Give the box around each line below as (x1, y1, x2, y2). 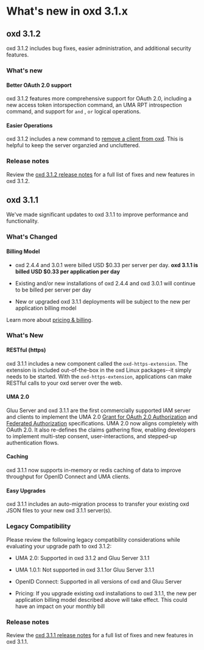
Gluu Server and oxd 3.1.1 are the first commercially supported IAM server (6, 407, 191, 414)
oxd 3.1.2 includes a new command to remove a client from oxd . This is (6, 135, 184, 142)
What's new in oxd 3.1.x (6, 4, 128, 18)
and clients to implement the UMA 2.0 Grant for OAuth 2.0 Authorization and (6, 413, 198, 421)
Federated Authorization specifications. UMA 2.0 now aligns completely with (6, 419, 199, 427)
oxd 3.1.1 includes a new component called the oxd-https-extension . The (6, 360, 188, 367)
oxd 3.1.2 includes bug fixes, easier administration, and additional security (6, 44, 192, 52)
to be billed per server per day (15, 286, 91, 293)
